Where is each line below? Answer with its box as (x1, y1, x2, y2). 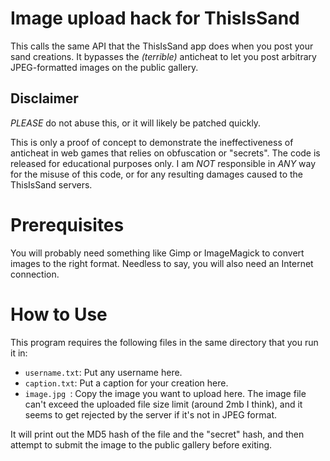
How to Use (10, 303, 108, 326)
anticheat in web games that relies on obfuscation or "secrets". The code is (10, 147, 321, 159)
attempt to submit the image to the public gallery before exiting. (10, 438, 273, 451)
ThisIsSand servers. (10, 178, 93, 191)
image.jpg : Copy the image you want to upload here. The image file (24, 387, 307, 399)
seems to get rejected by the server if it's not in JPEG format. (24, 408, 277, 421)
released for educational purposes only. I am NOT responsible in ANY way (10, 157, 317, 169)
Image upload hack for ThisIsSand (10, 7, 300, 30)
